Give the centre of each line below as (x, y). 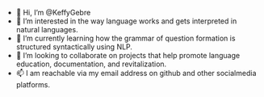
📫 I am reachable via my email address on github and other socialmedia (136, 73)
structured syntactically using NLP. (74, 47)
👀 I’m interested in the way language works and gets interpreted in (126, 21)
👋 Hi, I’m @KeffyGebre (53, 13)
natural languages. (47, 30)
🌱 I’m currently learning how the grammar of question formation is (126, 38)
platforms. (33, 84)
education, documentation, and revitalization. (91, 64)
